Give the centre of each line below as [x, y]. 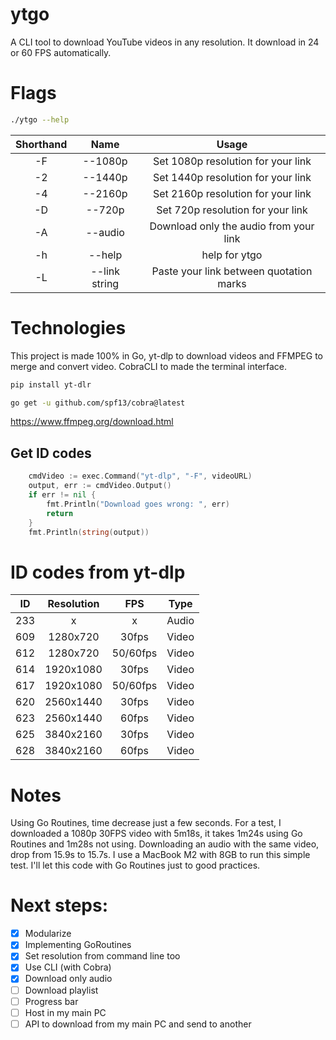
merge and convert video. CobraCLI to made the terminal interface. [149, 366]
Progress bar [51, 1001]
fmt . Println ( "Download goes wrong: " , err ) [138, 504]
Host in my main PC [65, 1012]
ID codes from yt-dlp [98, 572]
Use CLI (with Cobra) [68, 967]
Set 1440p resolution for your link [232, 177]
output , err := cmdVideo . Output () [100, 486]
